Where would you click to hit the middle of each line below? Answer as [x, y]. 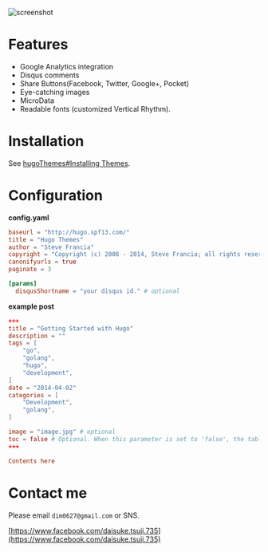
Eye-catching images [55, 92]
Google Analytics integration [67, 66]
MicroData [37, 101]
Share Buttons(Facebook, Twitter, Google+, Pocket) [104, 83]
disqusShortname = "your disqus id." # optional [98, 291]
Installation [46, 142]
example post [31, 306]
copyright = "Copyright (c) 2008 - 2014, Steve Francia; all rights [124, 254]
